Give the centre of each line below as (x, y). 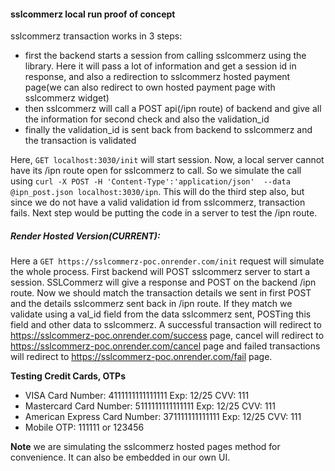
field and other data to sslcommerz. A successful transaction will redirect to (166, 325)
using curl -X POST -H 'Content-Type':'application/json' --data (150, 181)
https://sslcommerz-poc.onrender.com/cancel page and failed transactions (165, 346)
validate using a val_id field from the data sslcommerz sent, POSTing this (161, 314)
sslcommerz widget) (67, 98)
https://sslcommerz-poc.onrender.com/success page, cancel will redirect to (167, 336)
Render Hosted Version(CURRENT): (85, 236)
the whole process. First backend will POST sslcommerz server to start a (160, 272)
